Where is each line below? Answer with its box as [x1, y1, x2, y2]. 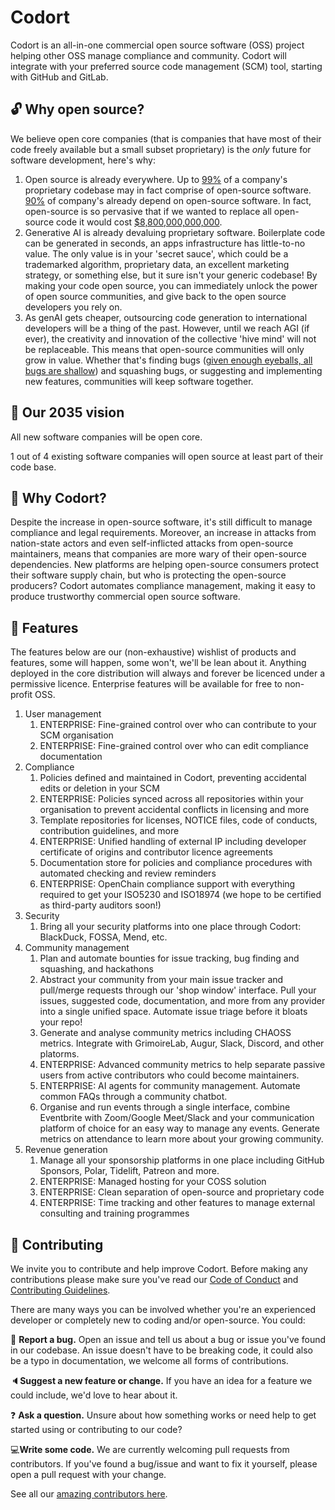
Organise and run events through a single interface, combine [39, 1101, 291, 1113]
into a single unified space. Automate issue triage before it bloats [39, 1006, 308, 1018]
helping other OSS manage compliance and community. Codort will [10, 49, 287, 61]
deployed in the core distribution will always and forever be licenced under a [10, 667, 326, 680]
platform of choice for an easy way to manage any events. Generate [39, 1122, 320, 1135]
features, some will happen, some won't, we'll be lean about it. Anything [10, 657, 307, 669]
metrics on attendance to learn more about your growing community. [39, 1133, 324, 1145]
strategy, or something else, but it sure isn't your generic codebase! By [24, 269, 318, 281]
